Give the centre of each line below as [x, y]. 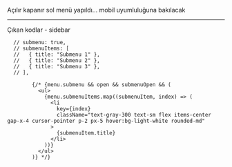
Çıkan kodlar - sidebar [39, 30]
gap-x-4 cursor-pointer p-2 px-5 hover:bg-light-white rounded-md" [106, 121]
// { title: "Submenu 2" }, [57, 61]
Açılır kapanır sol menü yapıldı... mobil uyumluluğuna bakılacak [96, 10]
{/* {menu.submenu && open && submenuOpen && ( [101, 85]
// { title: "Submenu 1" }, [57, 55]
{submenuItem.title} [86, 133]
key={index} [74, 109]
